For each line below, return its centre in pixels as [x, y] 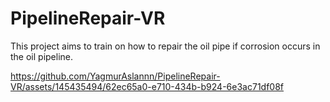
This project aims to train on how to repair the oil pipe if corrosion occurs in [165, 46]
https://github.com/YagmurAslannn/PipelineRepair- [115, 76]
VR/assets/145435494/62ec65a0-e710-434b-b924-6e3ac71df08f [147, 86]
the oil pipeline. [42, 56]
